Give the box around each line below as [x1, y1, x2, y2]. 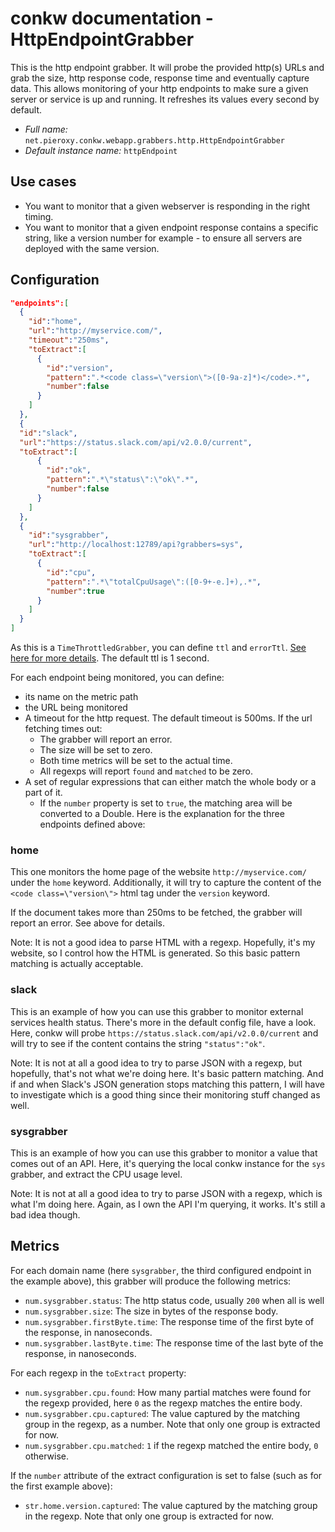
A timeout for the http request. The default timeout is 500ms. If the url [24, 712, 313, 724]
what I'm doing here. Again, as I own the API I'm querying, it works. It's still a [10, 1198, 326, 1210]
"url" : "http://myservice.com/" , [28, 326, 163, 336]
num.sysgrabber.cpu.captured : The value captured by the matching [24, 1407, 301, 1419]
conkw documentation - [10, 7, 214, 30]
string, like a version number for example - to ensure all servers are [24, 232, 303, 244]
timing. [24, 210, 54, 222]
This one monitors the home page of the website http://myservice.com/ [10, 866, 307, 878]
